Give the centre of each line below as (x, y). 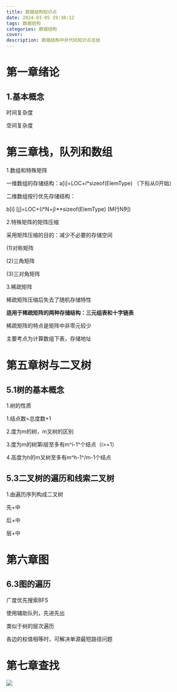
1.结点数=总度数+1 (29, 418)
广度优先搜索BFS (27, 600)
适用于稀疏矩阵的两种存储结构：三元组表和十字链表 (70, 312)
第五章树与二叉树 (49, 365)
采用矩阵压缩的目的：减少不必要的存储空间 (59, 235)
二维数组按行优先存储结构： (41, 196)
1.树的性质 (19, 405)
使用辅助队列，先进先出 (35, 613)
